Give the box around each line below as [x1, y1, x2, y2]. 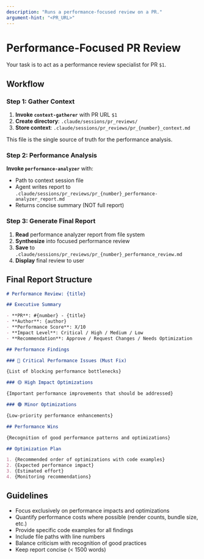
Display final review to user [15, 257, 84, 264]
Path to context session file [15, 177, 84, 184]
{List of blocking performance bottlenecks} [6, 368, 122, 374]
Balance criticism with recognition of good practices [15, 539, 147, 547]
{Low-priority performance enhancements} [6, 412, 114, 418]
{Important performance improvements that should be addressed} [6, 390, 173, 397]
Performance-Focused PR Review [6, 41, 181, 55]
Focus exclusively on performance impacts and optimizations [15, 506, 170, 514]
